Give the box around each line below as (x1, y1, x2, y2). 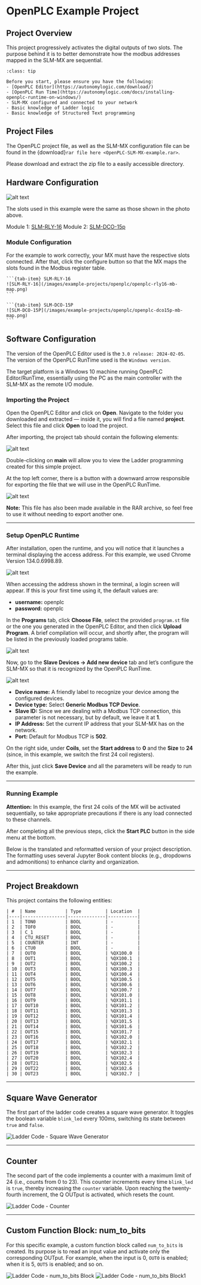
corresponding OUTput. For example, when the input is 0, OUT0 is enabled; (6, 1254, 188, 1261)
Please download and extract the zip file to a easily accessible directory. (6, 160, 184, 167)
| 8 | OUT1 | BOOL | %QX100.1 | (6, 956, 141, 962)
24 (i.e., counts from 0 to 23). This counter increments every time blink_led (6, 1178, 193, 1186)
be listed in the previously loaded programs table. (6, 636, 129, 643)
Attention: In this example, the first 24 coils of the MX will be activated (6, 803, 181, 810)
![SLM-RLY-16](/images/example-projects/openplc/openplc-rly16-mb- (6, 281, 178, 287)
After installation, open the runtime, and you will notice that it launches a (6, 545, 184, 552)
